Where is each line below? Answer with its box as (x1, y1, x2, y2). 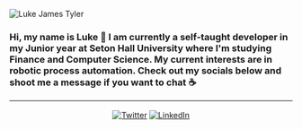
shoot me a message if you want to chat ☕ (9, 76, 197, 89)
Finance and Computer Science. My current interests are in (9, 53, 272, 65)
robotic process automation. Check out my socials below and (9, 64, 281, 76)
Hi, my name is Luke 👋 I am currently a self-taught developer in (9, 30, 289, 43)
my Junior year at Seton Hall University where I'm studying (9, 41, 272, 54)
